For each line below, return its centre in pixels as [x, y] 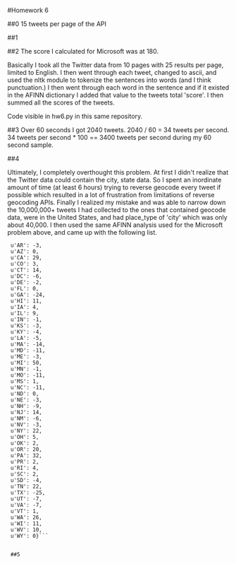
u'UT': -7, [26, 499]
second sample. [31, 145]
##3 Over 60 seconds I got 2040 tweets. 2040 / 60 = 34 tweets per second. [118, 130]
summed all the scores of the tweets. [61, 102]
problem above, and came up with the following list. [82, 232]
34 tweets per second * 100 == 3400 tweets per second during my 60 [109, 137]
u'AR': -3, [26, 245]
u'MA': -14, [28, 344]
